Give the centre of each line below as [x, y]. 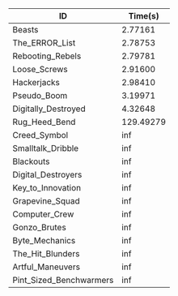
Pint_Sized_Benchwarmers [63, 280]
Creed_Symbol [40, 135]
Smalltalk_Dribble [46, 148]
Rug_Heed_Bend [44, 122]
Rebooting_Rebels [47, 56]
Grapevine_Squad [47, 201]
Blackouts [31, 161]
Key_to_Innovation [47, 188]
